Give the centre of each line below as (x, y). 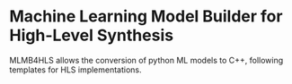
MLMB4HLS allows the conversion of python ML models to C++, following (146, 60)
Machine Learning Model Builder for (146, 17)
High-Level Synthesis (91, 35)
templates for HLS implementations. (75, 70)
